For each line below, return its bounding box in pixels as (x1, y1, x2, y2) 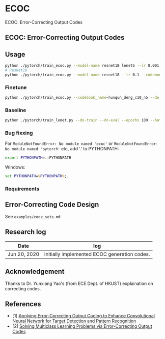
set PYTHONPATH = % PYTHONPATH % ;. (5, 174, 69, 179)
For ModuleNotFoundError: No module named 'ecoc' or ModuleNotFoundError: (5, 141, 158, 146)
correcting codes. (5, 285, 41, 291)
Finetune (5, 84, 27, 91)
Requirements (5, 185, 40, 192)
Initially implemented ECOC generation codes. (44, 251, 150, 257)
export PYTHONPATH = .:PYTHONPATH (5, 155, 71, 160)
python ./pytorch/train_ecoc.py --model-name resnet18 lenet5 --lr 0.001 (5, 63, 160, 68)
